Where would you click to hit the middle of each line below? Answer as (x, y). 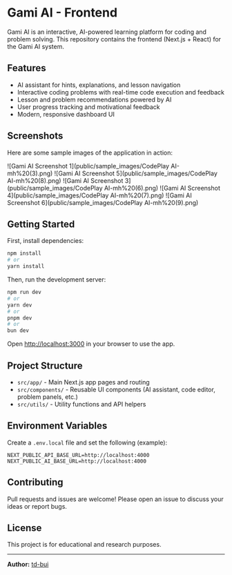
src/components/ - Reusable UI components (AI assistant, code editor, (116, 389)
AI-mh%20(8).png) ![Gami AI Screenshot (65, 180)
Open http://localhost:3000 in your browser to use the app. (91, 344)
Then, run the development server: (57, 280)
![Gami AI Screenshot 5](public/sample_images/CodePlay (136, 173)
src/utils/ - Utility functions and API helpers (81, 404)
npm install (24, 253)
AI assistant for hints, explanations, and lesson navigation (99, 85)
